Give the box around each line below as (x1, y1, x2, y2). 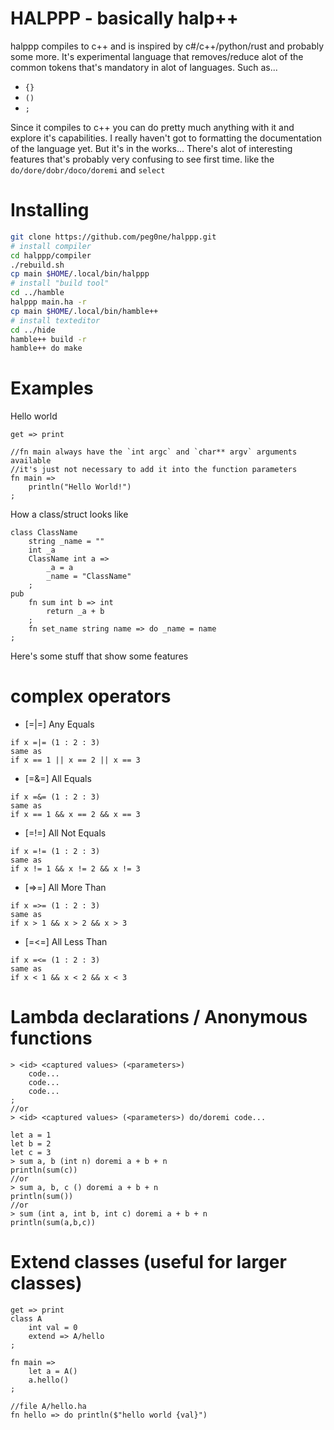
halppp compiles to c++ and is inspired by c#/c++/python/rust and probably (10, 40, 325, 52)
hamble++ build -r (10, 334, 87, 344)
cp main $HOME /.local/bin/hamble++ (10, 306, 159, 316)
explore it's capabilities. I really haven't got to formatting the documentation (10, 132, 322, 144)
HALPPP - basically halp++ (10, 7, 239, 30)
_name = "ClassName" (46, 572, 132, 582)
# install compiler (10, 241, 92, 251)
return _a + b (46, 607, 105, 617)
